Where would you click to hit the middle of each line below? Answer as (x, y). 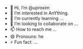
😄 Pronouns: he (27, 36)
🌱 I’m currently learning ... (37, 18)
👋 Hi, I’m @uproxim (30, 8)
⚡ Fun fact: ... (24, 42)
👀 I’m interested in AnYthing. (39, 13)
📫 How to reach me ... (33, 29)
